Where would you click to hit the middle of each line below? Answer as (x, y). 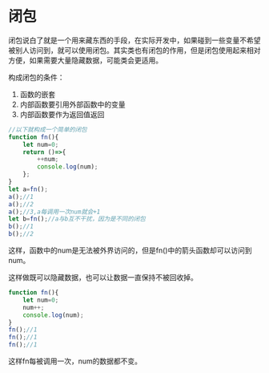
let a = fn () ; (28, 189)
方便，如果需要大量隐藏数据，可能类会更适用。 (85, 60)
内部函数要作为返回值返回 (62, 114)
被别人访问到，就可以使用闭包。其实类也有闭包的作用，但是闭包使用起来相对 (134, 50)
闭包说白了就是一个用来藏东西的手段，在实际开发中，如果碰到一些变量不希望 (134, 40)
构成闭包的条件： (36, 77)
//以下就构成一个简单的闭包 (48, 129)
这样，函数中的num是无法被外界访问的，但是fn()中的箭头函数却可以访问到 (130, 250)
